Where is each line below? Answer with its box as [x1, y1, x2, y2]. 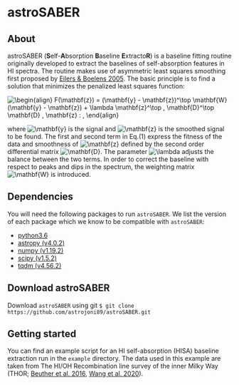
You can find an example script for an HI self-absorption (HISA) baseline [7, 346, 219, 355]
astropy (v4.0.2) [17, 238, 65, 247]
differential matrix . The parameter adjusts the [7, 148, 215, 155]
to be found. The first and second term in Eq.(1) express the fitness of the [7, 133, 223, 140]
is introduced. [51, 170, 91, 178]
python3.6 [17, 231, 48, 240]
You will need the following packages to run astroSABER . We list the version [7, 210, 226, 218]
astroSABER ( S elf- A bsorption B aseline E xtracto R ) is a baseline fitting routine [7, 51, 232, 60]
